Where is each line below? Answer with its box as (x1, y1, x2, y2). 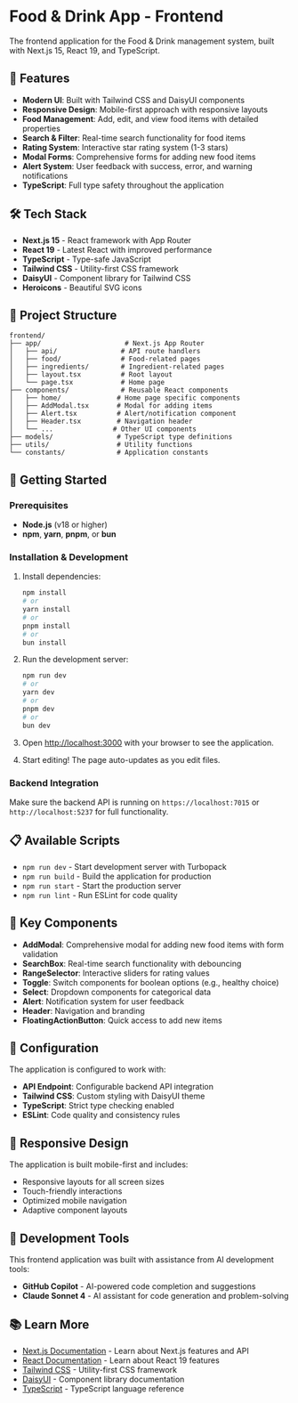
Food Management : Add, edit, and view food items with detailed (21, 113, 259, 124)
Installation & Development (9, 550, 129, 563)
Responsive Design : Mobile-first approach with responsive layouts (21, 104, 269, 115)
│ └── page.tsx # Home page (9, 378, 165, 387)
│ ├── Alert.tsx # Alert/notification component (9, 410, 238, 418)
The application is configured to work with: (9, 1064, 166, 1075)
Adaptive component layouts (21, 1204, 128, 1216)
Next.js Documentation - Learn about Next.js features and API (21, 1345, 249, 1356)
